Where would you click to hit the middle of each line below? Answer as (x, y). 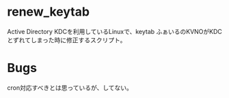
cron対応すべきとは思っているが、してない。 (70, 87)
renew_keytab (49, 12)
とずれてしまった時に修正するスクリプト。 (67, 40)
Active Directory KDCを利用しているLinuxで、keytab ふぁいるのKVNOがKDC (114, 31)
